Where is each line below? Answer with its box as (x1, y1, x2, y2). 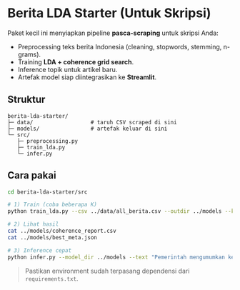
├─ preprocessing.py (16, 137, 79, 144)
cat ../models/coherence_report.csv (7, 227, 116, 235)
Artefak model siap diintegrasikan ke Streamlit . (17, 73, 157, 81)
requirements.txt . (24, 274, 79, 283)
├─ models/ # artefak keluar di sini (7, 125, 168, 132)
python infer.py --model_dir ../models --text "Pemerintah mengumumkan (7, 254, 225, 261)
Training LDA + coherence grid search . (17, 57, 134, 66)
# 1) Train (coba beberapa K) (7, 201, 98, 209)
